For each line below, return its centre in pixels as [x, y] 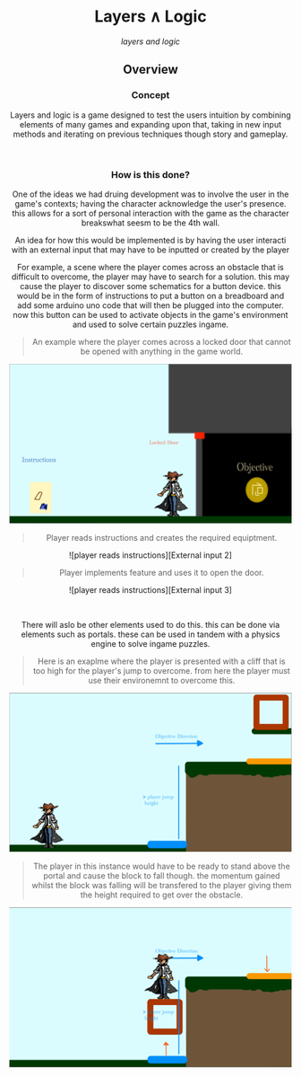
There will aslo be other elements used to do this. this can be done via [150, 624]
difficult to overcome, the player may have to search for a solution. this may [150, 277]
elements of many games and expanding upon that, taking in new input [150, 124]
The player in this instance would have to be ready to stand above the [162, 866]
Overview [150, 70]
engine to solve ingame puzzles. [150, 643]
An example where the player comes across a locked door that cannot [162, 341]
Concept [150, 95]
